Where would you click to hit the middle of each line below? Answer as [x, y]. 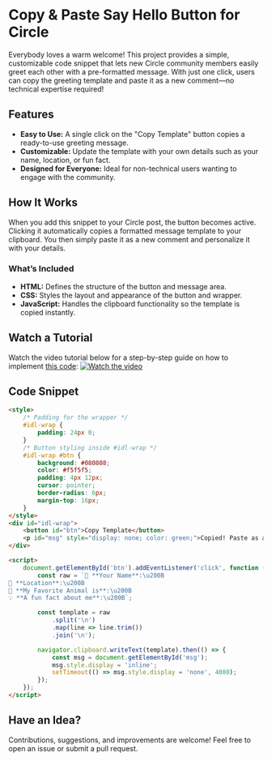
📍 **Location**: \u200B [47, 583]
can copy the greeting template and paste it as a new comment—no [121, 80]
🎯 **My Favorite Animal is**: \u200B [70, 590]
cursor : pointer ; [66, 485]
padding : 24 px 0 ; [66, 433]
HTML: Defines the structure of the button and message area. [123, 286]
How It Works [43, 203]
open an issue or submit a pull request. [73, 748]
